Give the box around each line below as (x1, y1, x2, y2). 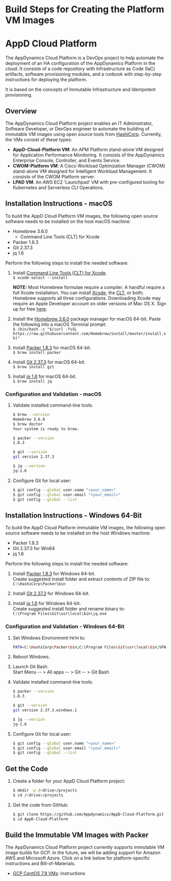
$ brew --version (12, 412, 50, 417)
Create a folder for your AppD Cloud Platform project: (12, 778, 126, 784)
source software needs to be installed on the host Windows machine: (5, 530, 151, 536)
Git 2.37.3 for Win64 (12, 546, 55, 552)
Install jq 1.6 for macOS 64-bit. (12, 373, 77, 379)
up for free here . (12, 306, 47, 312)
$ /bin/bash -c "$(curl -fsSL (12, 326, 78, 332)
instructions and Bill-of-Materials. (5, 861, 76, 867)
